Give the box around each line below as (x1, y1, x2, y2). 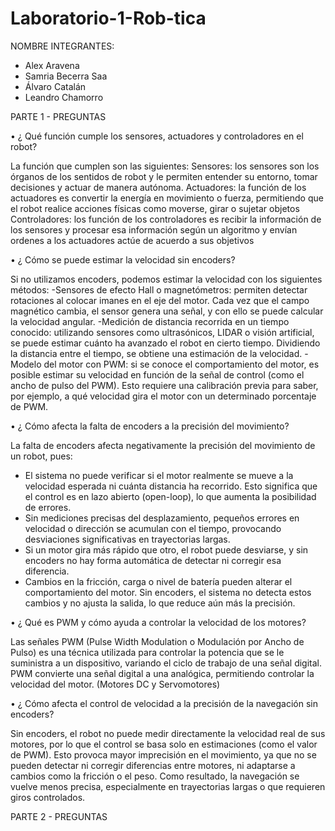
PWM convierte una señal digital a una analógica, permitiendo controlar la (10, 667, 315, 679)
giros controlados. (10, 791, 86, 803)
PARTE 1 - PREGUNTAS (10, 110, 107, 122)
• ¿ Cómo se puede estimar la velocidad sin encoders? (10, 253, 236, 266)
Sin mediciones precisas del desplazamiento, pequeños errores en (24, 512, 300, 524)
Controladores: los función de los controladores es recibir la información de (10, 213, 322, 225)
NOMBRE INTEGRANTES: (10, 40, 115, 52)
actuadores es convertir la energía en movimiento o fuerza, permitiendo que (10, 192, 324, 204)
